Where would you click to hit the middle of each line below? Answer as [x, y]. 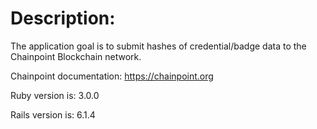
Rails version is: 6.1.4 [53, 114]
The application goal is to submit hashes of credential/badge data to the [158, 46]
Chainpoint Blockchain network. [76, 56]
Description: [63, 18]
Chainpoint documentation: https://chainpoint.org [112, 76]
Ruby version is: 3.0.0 [55, 95]
